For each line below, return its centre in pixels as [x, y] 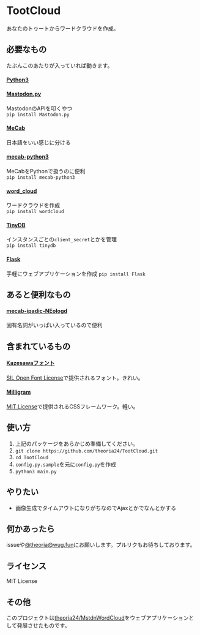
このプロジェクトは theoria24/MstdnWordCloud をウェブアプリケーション [98, 618]
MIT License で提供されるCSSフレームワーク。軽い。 [72, 406]
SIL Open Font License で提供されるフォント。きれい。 [75, 378]
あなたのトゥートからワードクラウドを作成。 [63, 28]
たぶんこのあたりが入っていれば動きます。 [60, 66]
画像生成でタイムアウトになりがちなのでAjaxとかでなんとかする [96, 508]
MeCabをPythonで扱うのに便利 [46, 171]
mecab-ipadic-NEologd [37, 310]
